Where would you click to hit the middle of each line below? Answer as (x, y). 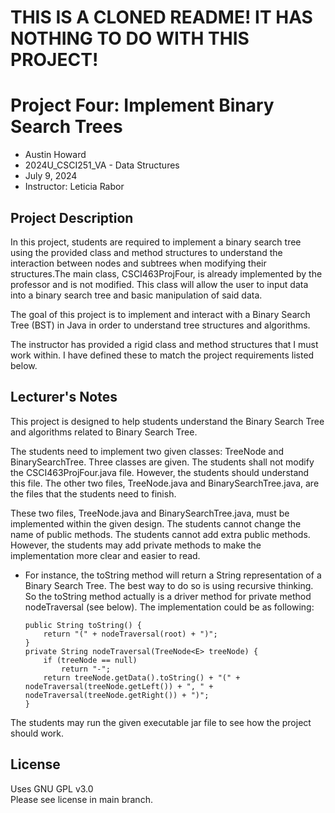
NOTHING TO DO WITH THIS (130, 38)
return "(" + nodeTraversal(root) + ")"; (130, 634)
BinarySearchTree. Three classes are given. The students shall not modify (162, 462)
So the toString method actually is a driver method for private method (168, 596)
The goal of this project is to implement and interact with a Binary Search (160, 314)
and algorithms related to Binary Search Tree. (104, 432)
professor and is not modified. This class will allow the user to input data (159, 284)
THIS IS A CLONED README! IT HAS (161, 17)
